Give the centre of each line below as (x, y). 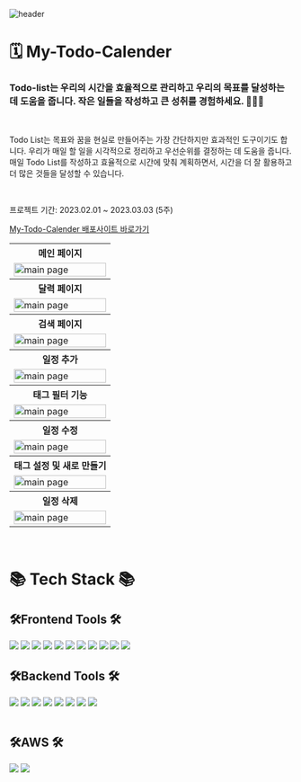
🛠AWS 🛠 (36, 742)
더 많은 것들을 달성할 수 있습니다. (67, 173)
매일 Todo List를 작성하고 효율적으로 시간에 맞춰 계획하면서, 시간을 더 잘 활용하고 (151, 163)
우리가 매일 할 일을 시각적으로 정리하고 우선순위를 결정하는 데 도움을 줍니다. (160, 151)
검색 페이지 (60, 324)
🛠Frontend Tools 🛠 (65, 620)
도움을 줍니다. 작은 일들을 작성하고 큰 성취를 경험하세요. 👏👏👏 (142, 102)
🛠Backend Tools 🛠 (64, 675)
